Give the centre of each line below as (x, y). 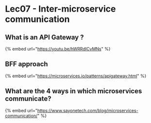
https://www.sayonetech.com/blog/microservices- (88, 110)
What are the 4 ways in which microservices (74, 91)
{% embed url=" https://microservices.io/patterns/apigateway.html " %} (76, 76)
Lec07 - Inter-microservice (60, 9)
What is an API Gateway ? (44, 37)
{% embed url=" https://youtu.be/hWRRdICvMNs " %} (58, 49)
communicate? (28, 99)
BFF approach (26, 64)
